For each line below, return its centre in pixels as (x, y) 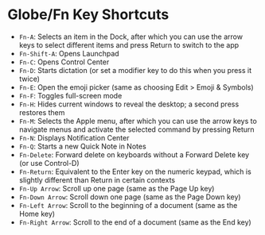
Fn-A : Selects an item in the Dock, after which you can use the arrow (131, 37)
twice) (29, 79)
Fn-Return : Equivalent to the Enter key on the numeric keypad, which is (135, 171)
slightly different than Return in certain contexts (97, 179)
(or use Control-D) (49, 163)
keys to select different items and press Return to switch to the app (129, 44)
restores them (42, 112)
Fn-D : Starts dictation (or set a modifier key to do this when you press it (135, 70)
